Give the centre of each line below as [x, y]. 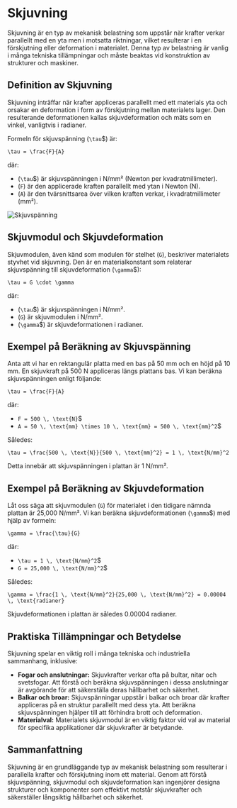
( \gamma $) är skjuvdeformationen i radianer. [80, 324]
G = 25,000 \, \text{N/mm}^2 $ [63, 568]
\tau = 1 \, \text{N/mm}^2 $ [59, 560]
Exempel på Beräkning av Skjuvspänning [99, 347]
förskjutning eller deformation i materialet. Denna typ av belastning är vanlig [118, 48]
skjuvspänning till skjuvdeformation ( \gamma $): [74, 269]
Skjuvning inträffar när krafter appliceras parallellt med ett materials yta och [117, 102]
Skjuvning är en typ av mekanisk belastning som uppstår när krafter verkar [116, 33]
